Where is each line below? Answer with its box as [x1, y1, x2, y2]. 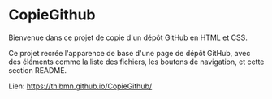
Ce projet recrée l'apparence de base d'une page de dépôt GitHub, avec [8, 48, 251, 58]
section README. [8, 65, 67, 75]
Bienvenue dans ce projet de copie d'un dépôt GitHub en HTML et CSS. [8, 32, 248, 42]
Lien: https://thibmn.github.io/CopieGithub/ [8, 81, 153, 91]
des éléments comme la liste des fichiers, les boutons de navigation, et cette [8, 57, 265, 67]
